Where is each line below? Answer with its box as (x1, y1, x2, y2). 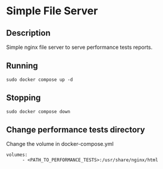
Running (6, 61, 39, 71)
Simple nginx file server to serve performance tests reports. (6, 43, 153, 51)
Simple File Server (6, 4, 98, 18)
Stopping (6, 93, 41, 103)
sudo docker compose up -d (6, 76, 73, 83)
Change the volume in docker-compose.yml (6, 140, 114, 148)
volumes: (6, 152, 28, 158)
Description (6, 28, 51, 38)
